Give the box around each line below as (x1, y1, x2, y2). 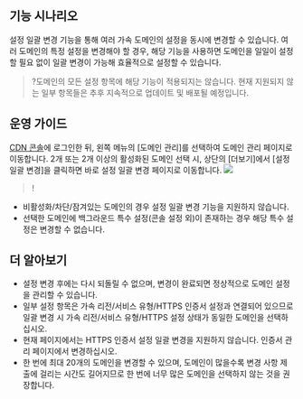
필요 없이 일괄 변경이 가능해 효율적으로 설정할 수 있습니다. (18, 57, 222, 68)
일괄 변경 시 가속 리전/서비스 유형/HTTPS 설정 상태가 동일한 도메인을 (22, 312, 265, 323)
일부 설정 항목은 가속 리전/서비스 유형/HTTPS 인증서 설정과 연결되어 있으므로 (22, 301, 294, 311)
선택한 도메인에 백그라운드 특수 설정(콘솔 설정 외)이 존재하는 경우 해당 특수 (22, 212, 285, 223)
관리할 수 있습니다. (32, 290, 98, 301)
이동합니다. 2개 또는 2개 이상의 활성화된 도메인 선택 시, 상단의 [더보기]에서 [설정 (9, 153, 290, 164)
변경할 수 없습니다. (39, 224, 106, 235)
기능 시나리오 (9, 8, 79, 24)
